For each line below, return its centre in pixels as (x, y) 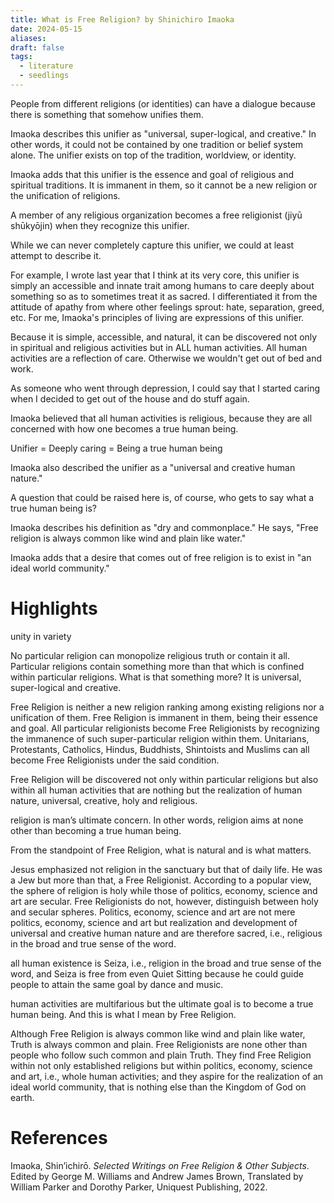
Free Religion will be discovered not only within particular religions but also (164, 779)
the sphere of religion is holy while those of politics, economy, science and (164, 890)
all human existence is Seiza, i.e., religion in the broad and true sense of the (166, 963)
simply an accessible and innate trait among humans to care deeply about (162, 285)
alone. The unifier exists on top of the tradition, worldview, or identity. (153, 155)
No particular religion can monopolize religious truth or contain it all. (150, 655)
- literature (46, 66)
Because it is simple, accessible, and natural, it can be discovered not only (164, 337)
